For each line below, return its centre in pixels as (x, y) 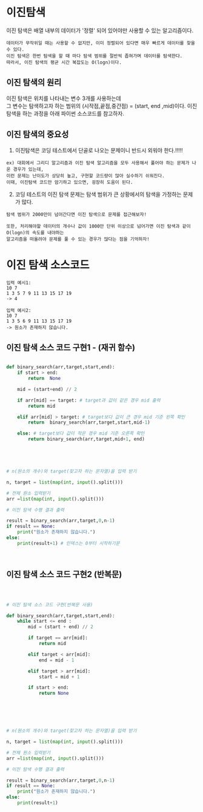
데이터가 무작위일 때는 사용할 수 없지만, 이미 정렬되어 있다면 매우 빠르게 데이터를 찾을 (101, 43)
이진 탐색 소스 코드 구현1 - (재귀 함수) (71, 347)
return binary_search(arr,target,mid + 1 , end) (87, 439)
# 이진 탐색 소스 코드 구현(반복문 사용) (50, 604)
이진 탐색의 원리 (34, 83)
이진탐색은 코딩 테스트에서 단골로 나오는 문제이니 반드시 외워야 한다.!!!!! (99, 150)
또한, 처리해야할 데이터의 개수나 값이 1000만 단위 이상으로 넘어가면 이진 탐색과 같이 (98, 226)
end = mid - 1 (56, 660)
